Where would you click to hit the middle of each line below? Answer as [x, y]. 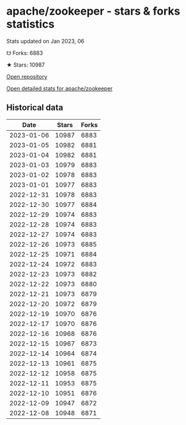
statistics [30, 24]
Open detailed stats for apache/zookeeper [59, 88]
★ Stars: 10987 [26, 65]
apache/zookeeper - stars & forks [93, 11]
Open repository [27, 76]
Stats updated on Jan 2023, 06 [45, 41]
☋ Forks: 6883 [25, 53]
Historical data [35, 108]
